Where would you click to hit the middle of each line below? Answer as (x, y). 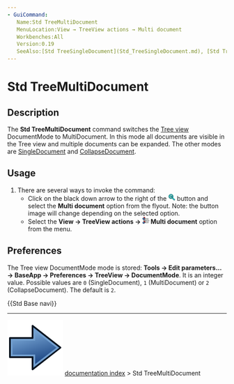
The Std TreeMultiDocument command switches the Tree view (98, 129)
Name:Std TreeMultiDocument (57, 22)
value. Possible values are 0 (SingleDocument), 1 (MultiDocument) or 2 (108, 282)
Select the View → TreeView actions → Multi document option (123, 221)
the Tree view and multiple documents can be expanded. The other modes (114, 144)
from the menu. (50, 229)
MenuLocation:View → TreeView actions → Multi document (99, 29)
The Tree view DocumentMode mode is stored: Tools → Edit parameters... (115, 268)
